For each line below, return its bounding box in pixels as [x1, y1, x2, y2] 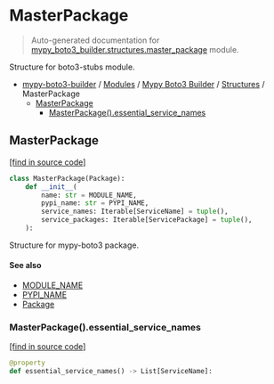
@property [9, 358, 46, 368]
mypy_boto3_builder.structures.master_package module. [30, 44, 239, 54]
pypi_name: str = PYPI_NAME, [41, 199, 149, 208]
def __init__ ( [25, 182, 77, 192]
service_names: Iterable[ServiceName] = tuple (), [41, 207, 229, 217]
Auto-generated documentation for [30, 35, 160, 45]
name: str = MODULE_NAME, [41, 191, 138, 200]
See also [9, 260, 42, 271]
